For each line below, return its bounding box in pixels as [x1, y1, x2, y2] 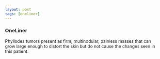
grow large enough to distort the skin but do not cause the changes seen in [5, 43, 155, 49]
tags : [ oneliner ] [5, 12, 40, 16]
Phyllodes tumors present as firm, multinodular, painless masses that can [5, 38, 151, 44]
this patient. [5, 48, 29, 54]
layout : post [5, 7, 32, 12]
